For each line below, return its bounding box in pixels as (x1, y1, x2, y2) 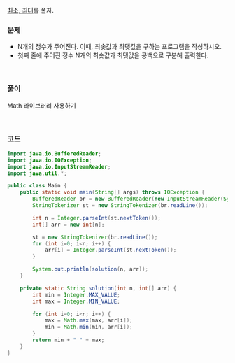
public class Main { (7, 183, 68, 190)
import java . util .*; (7, 170, 68, 177)
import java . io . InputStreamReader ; (7, 163, 111, 170)
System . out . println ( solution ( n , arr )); (32, 266, 149, 273)
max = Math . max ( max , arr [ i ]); (44, 317, 133, 324)
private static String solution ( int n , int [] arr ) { (20, 285, 177, 292)
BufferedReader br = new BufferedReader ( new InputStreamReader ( (32, 195, 224, 203)
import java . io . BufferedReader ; (7, 150, 101, 157)
